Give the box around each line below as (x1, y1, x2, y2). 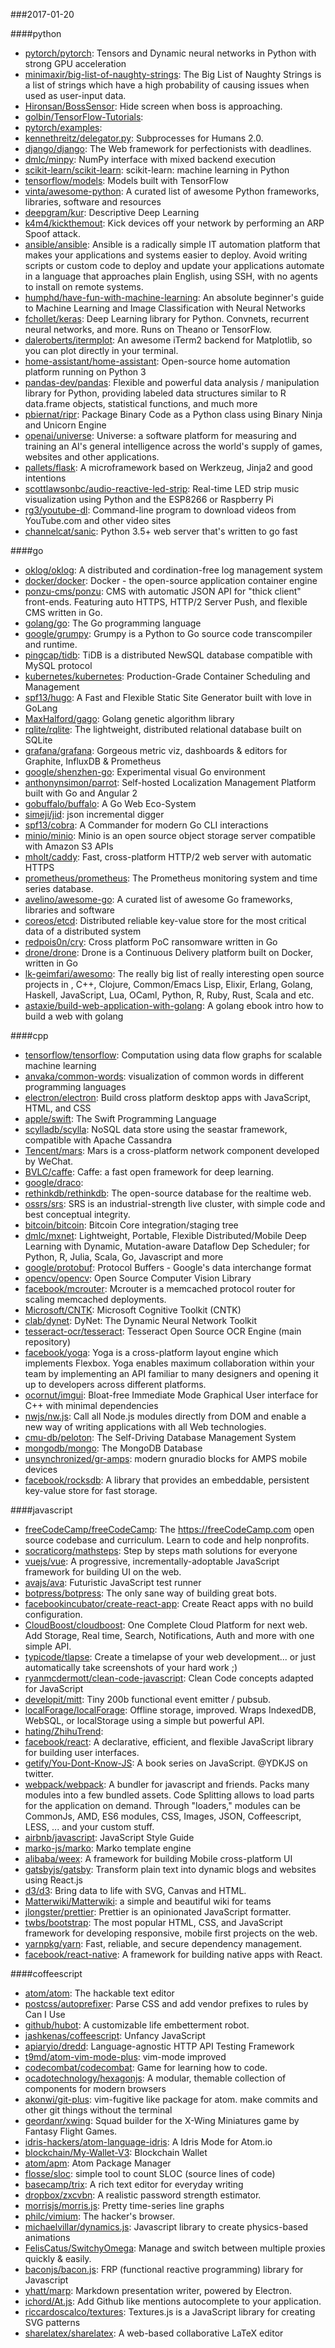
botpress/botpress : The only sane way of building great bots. (24, 1587, 277, 1599)
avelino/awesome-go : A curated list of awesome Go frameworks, (24, 894, 293, 905)
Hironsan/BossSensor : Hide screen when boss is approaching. (24, 100, 283, 112)
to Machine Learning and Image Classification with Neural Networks (24, 302, 306, 314)
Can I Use (24, 2009, 66, 2020)
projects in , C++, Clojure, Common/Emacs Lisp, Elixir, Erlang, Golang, (24, 979, 313, 990)
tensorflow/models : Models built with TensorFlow (24, 175, 229, 186)
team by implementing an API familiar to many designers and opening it (24, 1368, 319, 1379)
